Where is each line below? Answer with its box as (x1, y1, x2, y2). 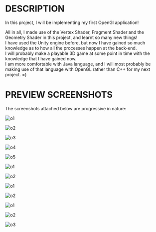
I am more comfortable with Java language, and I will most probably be (5, 61, 151, 67)
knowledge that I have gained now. (5, 55, 77, 61)
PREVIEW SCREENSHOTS (5, 89, 113, 100)
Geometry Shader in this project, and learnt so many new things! (5, 34, 138, 40)
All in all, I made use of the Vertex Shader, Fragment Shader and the (5, 29, 145, 35)
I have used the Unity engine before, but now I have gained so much (5, 39, 146, 45)
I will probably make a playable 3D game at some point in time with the (5, 50, 151, 56)
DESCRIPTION (5, 3, 65, 14)
